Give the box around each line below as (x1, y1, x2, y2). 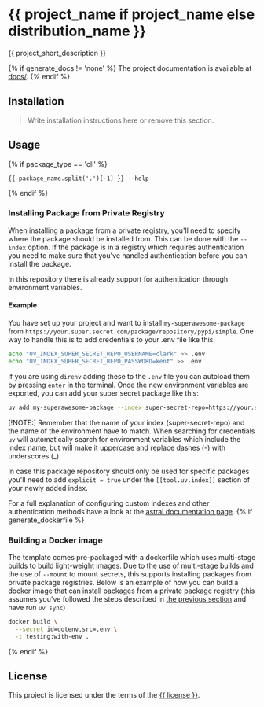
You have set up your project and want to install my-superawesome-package (8, 319, 245, 328)
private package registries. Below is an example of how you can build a (8, 577, 239, 587)
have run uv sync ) (8, 602, 66, 612)
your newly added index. (8, 483, 88, 492)
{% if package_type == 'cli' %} (8, 159, 108, 168)
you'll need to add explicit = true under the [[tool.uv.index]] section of (8, 474, 251, 484)
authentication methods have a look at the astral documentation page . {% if (8, 506, 253, 516)
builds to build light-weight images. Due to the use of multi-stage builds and (8, 561, 254, 570)
